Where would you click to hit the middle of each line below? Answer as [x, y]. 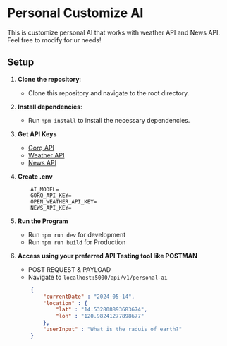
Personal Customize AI [75, 13]
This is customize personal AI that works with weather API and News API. [114, 32]
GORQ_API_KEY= [51, 196]
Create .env [35, 176]
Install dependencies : [50, 107]
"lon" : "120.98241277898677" [100, 316]
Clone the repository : [49, 79]
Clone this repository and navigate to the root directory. [109, 93]
